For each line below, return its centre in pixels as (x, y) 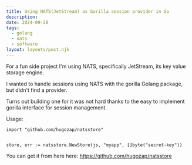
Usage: (15, 119)
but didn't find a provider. (37, 90)
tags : (13, 28)
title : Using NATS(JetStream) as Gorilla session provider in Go (87, 11)
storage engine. (25, 72)
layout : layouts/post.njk (38, 50)
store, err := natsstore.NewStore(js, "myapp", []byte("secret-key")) (94, 145)
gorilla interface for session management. (57, 107)
